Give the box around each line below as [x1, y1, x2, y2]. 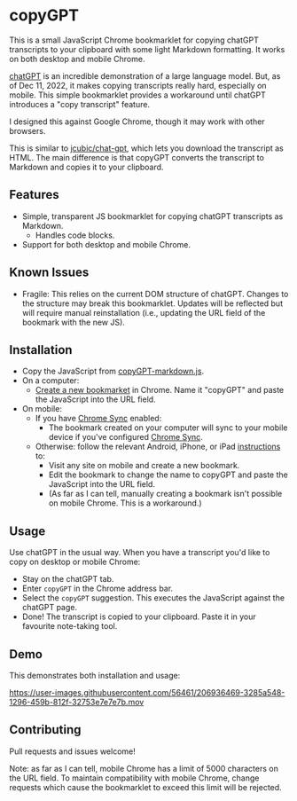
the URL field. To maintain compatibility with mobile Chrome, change [9, 773, 260, 783]
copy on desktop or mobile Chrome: [9, 556, 141, 568]
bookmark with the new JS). [21, 317, 126, 327]
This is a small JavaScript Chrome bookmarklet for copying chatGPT [9, 35, 259, 45]
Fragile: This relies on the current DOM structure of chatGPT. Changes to [21, 288, 289, 299]
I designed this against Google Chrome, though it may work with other [9, 116, 265, 127]
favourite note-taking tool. [21, 621, 118, 632]
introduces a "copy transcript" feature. [9, 98, 151, 109]
